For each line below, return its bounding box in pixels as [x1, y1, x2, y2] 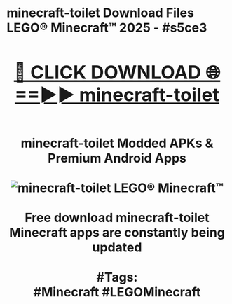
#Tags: [96, 269, 138, 285]
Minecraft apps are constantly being [8, 224, 226, 240]
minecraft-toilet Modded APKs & [20, 135, 214, 151]
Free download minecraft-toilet [25, 209, 210, 226]
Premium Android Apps [48, 150, 186, 166]
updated [92, 240, 142, 255]
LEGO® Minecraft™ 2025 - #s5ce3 [6, 20, 207, 36]
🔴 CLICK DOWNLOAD [13, 60, 201, 83]
